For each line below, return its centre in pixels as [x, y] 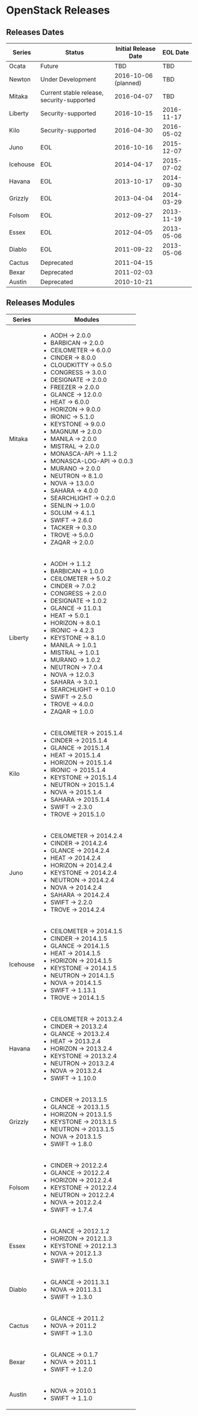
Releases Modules [41, 303]
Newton [20, 79]
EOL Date [176, 52]
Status [75, 52]
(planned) [128, 83]
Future [49, 66]
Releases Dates [35, 32]
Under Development [68, 79]
